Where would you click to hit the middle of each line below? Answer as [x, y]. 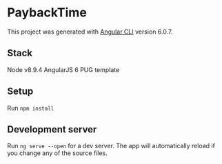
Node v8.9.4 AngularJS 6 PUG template [63, 69]
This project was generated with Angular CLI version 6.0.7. [90, 32]
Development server [52, 129]
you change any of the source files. [58, 153]
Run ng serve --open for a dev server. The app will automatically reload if [111, 146]
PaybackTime [47, 13]
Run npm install [31, 108]
